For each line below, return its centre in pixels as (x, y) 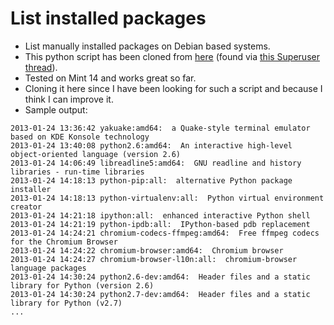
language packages (48, 268)
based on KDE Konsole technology (80, 137)
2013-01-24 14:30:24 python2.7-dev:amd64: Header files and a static (160, 294)
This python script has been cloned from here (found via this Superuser (172, 56)
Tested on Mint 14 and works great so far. (110, 78)
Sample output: (56, 109)
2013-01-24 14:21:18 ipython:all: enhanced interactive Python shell (160, 215)
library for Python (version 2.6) (82, 285)
